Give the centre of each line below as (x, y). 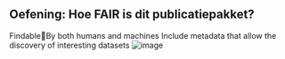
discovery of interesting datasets (69, 45)
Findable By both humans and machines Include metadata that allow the (143, 35)
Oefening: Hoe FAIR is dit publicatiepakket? (132, 15)
